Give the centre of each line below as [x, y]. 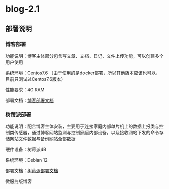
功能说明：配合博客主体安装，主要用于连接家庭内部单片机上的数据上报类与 [82, 126]
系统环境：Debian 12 [26, 160]
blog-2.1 [23, 9]
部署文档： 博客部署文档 [29, 100]
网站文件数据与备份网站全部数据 [43, 139]
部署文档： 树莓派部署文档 [32, 171]
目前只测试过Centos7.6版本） [35, 79]
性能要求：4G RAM [25, 89]
